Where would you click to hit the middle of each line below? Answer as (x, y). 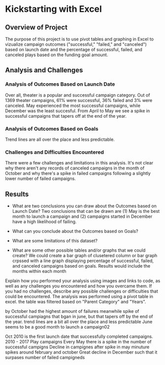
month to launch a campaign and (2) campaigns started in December (82, 216)
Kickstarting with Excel (53, 9)
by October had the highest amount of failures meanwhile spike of (72, 311)
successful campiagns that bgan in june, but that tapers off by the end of (79, 317)
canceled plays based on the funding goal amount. (57, 55)
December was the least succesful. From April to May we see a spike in (78, 111)
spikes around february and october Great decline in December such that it (81, 352)
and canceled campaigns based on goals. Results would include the (81, 266)
